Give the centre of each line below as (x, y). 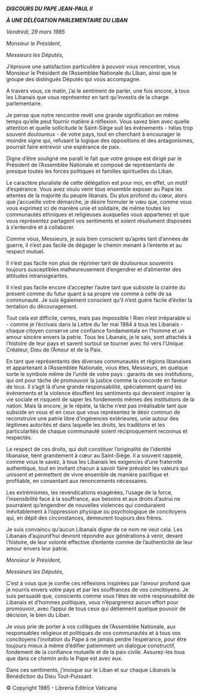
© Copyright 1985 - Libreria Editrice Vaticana (61, 688)
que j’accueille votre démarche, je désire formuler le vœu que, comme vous (99, 202)
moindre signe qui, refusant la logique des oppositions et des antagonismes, (100, 140)
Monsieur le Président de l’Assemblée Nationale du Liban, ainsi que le (92, 73)
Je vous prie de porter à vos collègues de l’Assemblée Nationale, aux (91, 626)
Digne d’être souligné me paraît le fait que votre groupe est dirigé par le (94, 158)
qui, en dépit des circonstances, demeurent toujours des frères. (84, 518)
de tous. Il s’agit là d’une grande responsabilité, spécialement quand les (94, 387)
